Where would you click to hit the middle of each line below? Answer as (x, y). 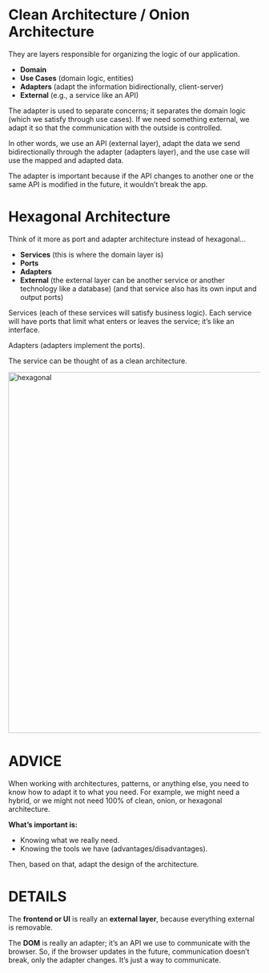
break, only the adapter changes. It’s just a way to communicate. (115, 959)
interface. (24, 330)
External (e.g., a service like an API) (79, 95)
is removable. (31, 927)
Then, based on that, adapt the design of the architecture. (104, 864)
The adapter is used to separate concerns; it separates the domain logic (127, 111)
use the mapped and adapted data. (66, 160)
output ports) (42, 297)
